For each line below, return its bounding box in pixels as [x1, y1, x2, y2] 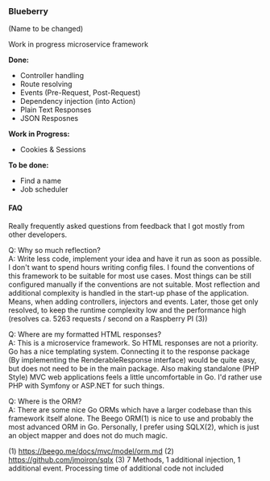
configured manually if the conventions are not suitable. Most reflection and [8, 280, 260, 289]
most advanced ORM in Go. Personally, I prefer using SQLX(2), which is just [8, 421, 260, 432]
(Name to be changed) [8, 24, 84, 34]
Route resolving [19, 79, 73, 89]
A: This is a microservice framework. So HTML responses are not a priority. [8, 338, 259, 347]
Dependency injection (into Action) [19, 97, 136, 106]
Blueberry [8, 6, 48, 17]
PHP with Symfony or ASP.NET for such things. [8, 380, 165, 390]
